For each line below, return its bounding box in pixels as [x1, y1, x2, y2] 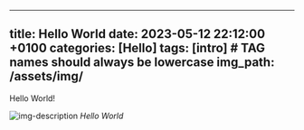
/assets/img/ [9, 69, 84, 84]
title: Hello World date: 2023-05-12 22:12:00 [9, 26, 265, 42]
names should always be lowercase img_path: [9, 55, 275, 70]
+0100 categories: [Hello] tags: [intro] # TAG [9, 41, 265, 56]
